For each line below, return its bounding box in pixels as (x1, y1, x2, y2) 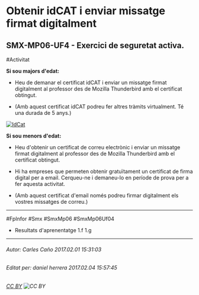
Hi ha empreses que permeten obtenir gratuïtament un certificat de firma (14, 168, 193, 175)
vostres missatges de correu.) (14, 198, 88, 205)
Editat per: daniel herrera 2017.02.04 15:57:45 (6, 264, 117, 271)
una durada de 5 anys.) (14, 110, 72, 116)
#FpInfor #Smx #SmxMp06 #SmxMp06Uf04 (6, 215, 114, 222)
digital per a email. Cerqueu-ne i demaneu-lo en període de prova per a (14, 174, 189, 181)
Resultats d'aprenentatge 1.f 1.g (14, 227, 92, 233)
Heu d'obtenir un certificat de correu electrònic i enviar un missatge (14, 144, 181, 150)
